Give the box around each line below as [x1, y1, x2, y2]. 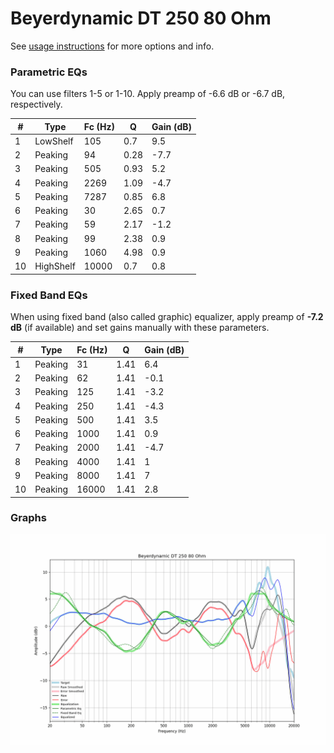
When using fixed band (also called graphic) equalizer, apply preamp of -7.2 [10, 311, 324, 323]
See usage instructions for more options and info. [10, 40, 215, 52]
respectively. [10, 98, 63, 111]
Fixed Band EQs [10, 288, 88, 302]
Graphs [10, 511, 47, 525]
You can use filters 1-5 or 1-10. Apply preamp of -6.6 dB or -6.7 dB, [10, 88, 286, 100]
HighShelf [34, 260, 76, 272]
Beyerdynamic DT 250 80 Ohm [10, 7, 272, 30]
